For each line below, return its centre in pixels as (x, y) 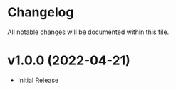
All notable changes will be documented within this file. (88, 32)
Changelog (41, 12)
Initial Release (38, 80)
